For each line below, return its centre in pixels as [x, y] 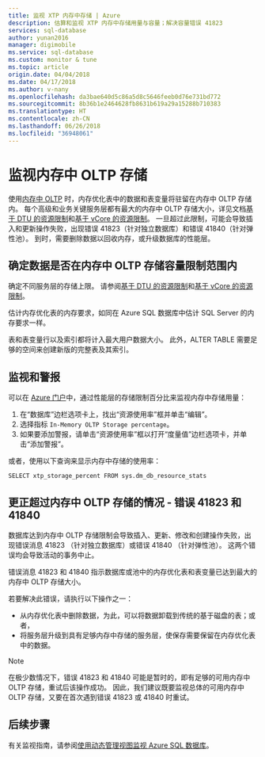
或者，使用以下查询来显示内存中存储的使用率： [84, 461]
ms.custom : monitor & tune [53, 60]
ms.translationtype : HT [47, 112]
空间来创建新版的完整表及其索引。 [77, 350]
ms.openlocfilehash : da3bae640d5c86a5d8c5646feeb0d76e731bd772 [115, 97]
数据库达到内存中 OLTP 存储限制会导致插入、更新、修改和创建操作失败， [127, 535]
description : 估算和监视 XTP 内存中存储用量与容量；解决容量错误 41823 [115, 23]
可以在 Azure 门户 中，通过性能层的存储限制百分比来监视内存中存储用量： [127, 398]
